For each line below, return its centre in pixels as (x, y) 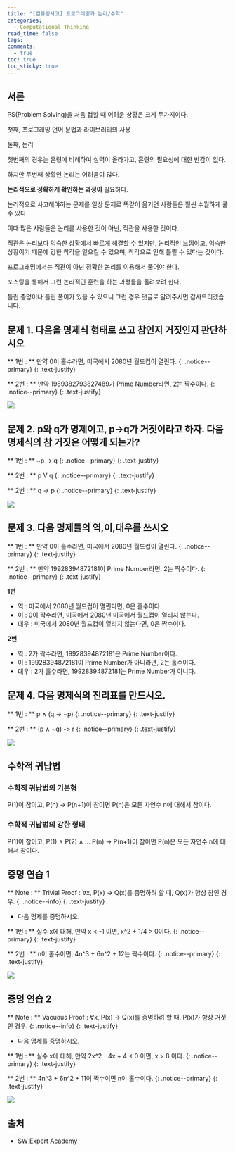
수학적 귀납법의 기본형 (42, 788)
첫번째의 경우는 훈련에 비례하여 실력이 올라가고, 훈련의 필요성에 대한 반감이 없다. (117, 160)
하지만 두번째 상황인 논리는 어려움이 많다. (63, 175)
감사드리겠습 (207, 297)
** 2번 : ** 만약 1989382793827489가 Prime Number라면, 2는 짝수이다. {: (111, 384)
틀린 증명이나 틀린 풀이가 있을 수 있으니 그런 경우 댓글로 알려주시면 (98, 297)
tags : (15, 40)
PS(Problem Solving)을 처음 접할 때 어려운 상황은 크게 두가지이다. (98, 115)
